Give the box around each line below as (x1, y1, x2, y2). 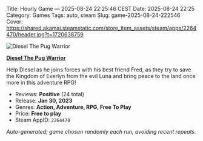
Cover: (6, 18, 23, 25)
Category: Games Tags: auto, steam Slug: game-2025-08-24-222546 (6, 11, 181, 19)
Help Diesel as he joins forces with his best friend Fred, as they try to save (6, 66, 192, 73)
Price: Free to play (15, 110, 62, 117)
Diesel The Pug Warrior (6, 54, 66, 61)
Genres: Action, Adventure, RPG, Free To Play (15, 103, 131, 111)
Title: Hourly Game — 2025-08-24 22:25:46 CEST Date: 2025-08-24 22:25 (6, 5, 195, 12)
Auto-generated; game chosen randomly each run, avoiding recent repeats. (6, 128, 196, 135)
